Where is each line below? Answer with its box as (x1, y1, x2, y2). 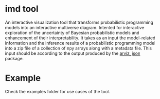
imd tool (5, 3, 39, 15)
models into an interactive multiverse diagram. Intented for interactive (5, 24, 144, 30)
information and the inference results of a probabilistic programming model (5, 40, 156, 46)
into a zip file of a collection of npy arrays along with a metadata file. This (5, 45, 152, 51)
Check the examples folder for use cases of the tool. (5, 88, 110, 94)
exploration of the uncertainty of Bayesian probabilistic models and (5, 30, 140, 35)
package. (5, 55, 24, 61)
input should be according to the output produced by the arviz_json (5, 50, 141, 56)
